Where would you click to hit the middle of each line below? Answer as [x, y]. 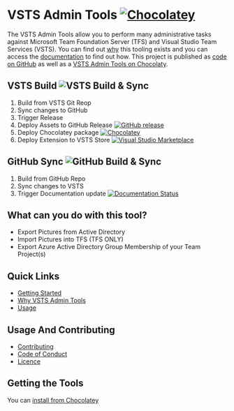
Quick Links [34, 276]
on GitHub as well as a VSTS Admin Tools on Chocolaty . [88, 63]
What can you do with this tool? [78, 215]
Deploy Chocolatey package [58, 132]
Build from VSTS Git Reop [54, 103]
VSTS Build [32, 86]
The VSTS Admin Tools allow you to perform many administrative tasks [109, 34]
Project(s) [31, 254]
